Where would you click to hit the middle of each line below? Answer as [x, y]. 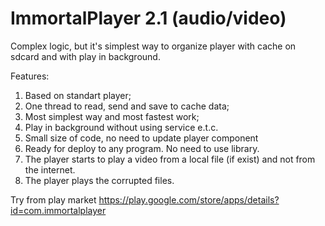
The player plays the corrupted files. [99, 180]
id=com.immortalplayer [58, 210]
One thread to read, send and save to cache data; [127, 106]
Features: [30, 76]
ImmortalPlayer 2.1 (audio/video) [148, 18]
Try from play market [53, 199]
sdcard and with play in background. [85, 56]
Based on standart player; [78, 95]
